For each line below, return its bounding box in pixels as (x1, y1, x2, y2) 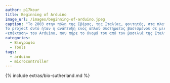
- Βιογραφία (10, 40, 35, 45)
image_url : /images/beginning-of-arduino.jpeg (5, 17, 105, 22)
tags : (5, 49, 17, 54)
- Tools (10, 45, 26, 50)
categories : (5, 36, 30, 41)
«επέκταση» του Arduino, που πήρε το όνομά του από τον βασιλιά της (5, 31, 153, 36)
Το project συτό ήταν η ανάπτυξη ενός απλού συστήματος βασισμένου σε (5, 26, 157, 31)
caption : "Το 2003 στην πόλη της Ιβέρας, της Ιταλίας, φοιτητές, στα (5, 21, 155, 27)
